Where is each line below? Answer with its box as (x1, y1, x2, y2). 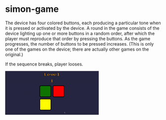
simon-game (5, 3, 59, 15)
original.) (5, 51, 23, 58)
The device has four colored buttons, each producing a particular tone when (5, 20, 161, 26)
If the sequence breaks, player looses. (5, 61, 83, 67)
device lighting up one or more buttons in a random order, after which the (5, 30, 155, 36)
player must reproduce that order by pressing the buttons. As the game (5, 36, 151, 42)
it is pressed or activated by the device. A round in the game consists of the (5, 25, 160, 31)
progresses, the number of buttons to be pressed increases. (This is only (5, 41, 154, 47)
